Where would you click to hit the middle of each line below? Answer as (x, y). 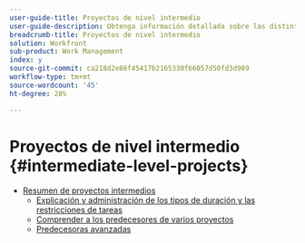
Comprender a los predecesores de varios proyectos (135, 219)
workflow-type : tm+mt (50, 77)
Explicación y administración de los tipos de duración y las (146, 200)
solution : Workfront (49, 43)
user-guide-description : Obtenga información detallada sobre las (138, 26)
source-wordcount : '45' (54, 85)
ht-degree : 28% (38, 93)
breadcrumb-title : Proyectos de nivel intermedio (105, 34)
